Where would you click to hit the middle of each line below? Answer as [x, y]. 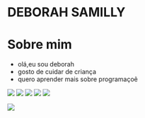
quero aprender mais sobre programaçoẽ [77, 79]
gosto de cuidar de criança [57, 72]
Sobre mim [40, 45]
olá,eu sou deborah [46, 64]
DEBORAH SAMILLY [66, 12]
